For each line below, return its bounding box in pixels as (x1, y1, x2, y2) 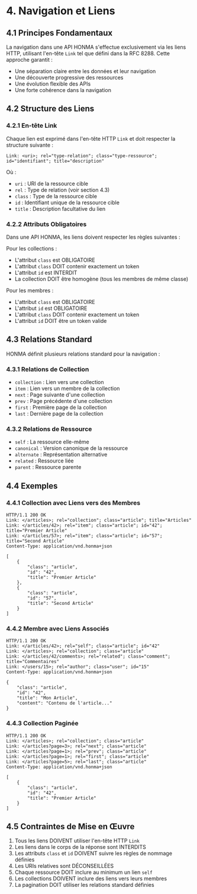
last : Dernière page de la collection (14, 410, 104, 417)
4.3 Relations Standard (6, 334, 93, 345)
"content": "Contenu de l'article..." (17, 700, 112, 706)
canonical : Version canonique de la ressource (14, 445, 128, 452)
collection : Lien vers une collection (14, 379, 104, 386)
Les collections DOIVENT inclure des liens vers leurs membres (14, 875, 167, 882)
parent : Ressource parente (14, 464, 82, 471)
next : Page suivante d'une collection (14, 391, 105, 398)
